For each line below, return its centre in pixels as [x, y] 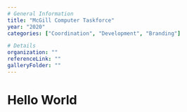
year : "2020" [26, 27]
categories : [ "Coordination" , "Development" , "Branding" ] [94, 33]
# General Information [40, 14]
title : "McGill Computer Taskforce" [61, 20]
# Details [22, 46]
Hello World [42, 100]
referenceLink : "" [34, 59]
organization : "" [33, 52]
